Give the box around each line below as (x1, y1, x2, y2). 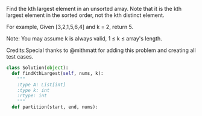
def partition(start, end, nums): (11, 104, 98, 111)
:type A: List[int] (17, 82, 66, 88)
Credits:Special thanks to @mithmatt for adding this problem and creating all (6, 47, 196, 54)
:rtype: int (17, 93, 47, 99)
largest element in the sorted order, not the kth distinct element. (6, 11, 165, 19)
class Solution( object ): (6, 65, 69, 71)
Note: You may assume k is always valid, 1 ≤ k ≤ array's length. (6, 35, 163, 42)
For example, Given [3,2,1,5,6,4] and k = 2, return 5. (6, 24, 134, 30)
